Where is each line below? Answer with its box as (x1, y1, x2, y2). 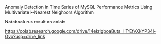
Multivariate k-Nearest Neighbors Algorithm (5, 9, 94, 15)
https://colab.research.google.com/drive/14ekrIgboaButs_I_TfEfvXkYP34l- (5, 28, 156, 34)
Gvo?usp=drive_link (5, 34, 45, 39)
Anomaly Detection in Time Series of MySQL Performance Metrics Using (5, 4, 153, 10)
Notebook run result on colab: (5, 19, 66, 24)
